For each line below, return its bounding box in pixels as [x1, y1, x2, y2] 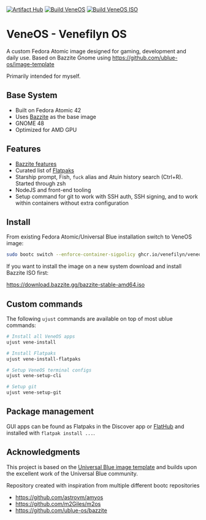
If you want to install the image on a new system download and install [6, 262, 182, 270]
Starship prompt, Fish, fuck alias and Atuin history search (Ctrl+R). [15, 173, 183, 180]
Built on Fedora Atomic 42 [15, 106, 82, 113]
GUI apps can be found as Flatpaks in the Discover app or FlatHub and [6, 422, 185, 430]
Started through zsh [15, 180, 66, 187]
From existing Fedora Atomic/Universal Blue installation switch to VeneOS [6, 233, 192, 240]
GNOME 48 [15, 120, 45, 127]
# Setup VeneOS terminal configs [6, 367, 92, 373]
